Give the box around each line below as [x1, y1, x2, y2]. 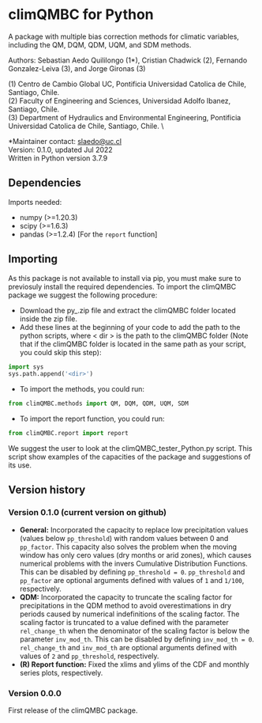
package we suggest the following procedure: [8, 290, 158, 300]
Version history [8, 483, 86, 497]
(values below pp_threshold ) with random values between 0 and [19, 533, 229, 543]
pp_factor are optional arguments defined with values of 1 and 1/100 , [19, 575, 245, 585]
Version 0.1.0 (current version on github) [8, 507, 167, 518]
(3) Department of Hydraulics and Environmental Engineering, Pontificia [8, 112, 241, 122]
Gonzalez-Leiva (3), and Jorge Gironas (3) [8, 63, 146, 73]
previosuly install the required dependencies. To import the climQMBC [8, 282, 237, 291]
